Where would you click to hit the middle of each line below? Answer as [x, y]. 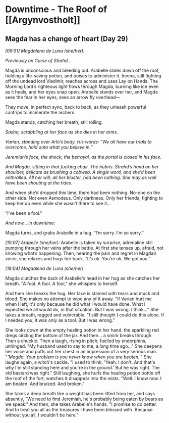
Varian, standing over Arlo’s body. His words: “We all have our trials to [79, 142]
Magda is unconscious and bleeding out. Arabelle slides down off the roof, [82, 70]
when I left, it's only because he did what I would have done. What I [75, 304]
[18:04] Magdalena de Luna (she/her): [45, 268]
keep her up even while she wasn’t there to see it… [58, 203]
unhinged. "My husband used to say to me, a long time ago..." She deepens [84, 346]
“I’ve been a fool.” [24, 213]
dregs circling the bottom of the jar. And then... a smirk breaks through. [79, 335]
